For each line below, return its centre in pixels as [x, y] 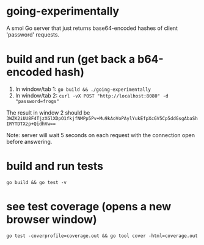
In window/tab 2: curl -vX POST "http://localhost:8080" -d [92, 95]
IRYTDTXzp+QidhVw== [31, 124]
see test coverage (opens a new [89, 207]
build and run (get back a [71, 59]
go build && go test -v [37, 182]
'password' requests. [33, 34]
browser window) [52, 219]
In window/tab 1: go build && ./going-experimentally [83, 89]
